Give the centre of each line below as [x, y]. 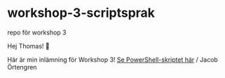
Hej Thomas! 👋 [29, 46]
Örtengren [22, 67]
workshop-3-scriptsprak [81, 13]
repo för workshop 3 [37, 32]
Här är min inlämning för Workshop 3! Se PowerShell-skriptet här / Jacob [113, 59]
